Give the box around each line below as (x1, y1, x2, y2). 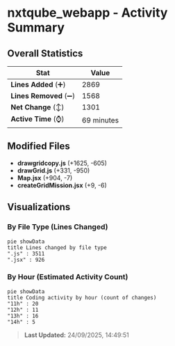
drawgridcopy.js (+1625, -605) (17, 159, 108, 167)
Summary (7, 19, 65, 36)
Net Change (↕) (10, 102, 65, 112)
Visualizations (7, 201, 71, 213)
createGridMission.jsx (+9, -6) (17, 181, 108, 189)
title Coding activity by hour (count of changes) (7, 294, 157, 301)
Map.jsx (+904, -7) (17, 173, 73, 182)
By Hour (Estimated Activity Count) (7, 272, 128, 282)
